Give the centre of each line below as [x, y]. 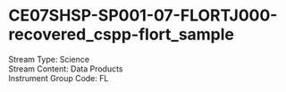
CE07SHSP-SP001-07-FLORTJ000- [143, 16]
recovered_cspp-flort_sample [121, 34]
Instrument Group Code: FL [59, 78]
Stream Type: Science [49, 59]
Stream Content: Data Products [66, 69]
